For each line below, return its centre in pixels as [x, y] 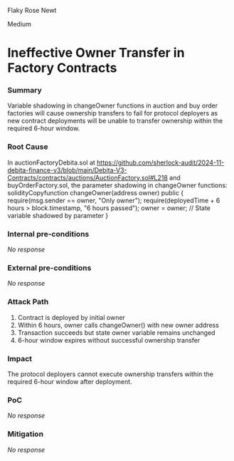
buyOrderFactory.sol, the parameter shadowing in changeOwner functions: [117, 185]
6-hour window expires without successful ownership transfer [109, 340]
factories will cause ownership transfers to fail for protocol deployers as [113, 113]
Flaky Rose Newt [32, 10]
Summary [25, 90]
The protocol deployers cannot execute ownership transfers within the [110, 374]
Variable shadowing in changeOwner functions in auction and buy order [113, 105]
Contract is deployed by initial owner [71, 317]
